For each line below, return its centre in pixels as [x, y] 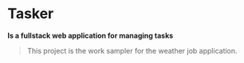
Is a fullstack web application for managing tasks [91, 35]
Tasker [31, 14]
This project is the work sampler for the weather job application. [132, 50]
